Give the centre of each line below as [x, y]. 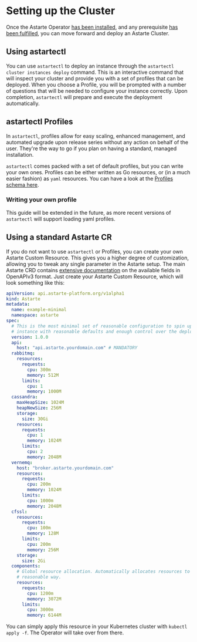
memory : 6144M [44, 615]
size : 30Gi [35, 419]
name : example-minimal [39, 310]
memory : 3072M [44, 599]
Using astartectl [36, 52]
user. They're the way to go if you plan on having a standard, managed [91, 148]
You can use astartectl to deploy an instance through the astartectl [90, 66]
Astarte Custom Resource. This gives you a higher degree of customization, [98, 258]
